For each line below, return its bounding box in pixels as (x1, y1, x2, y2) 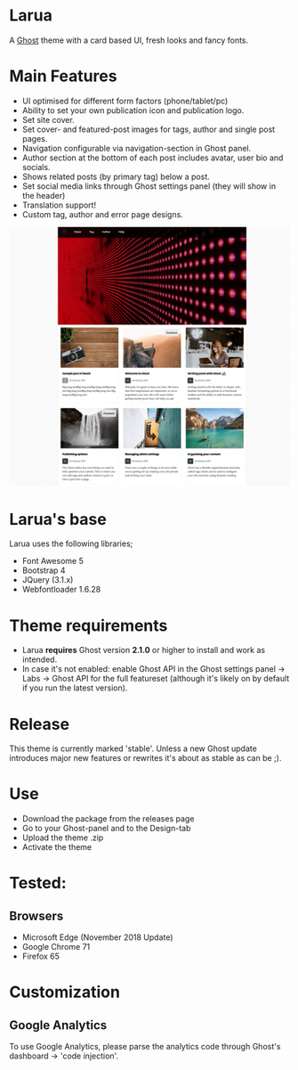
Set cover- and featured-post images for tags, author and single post (21, 124, 276, 135)
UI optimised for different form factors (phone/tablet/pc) (21, 95, 229, 106)
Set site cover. (21, 114, 76, 125)
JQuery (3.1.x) (21, 575, 74, 585)
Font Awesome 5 (21, 556, 85, 567)
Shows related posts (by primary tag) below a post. (21, 171, 211, 182)
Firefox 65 (21, 951, 60, 962)
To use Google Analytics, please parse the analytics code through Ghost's (9, 1041, 281, 1052)
